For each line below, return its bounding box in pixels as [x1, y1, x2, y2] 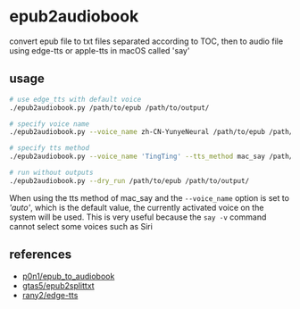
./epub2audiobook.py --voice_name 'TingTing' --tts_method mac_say [9, 152, 266, 162]
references [9, 247, 72, 263]
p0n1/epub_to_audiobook [21, 271, 115, 281]
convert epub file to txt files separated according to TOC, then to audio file [9, 36, 284, 46]
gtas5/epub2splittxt [21, 280, 96, 291]
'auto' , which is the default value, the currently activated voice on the [9, 202, 264, 213]
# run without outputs [9, 168, 94, 177]
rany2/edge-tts [21, 289, 79, 300]
